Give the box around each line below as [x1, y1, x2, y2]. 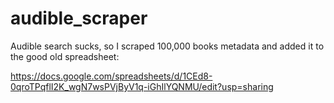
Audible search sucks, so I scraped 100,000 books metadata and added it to [10, 40, 325, 52]
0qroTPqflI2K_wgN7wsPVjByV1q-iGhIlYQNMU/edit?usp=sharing [10, 80, 274, 92]
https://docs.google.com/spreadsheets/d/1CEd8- [10, 70, 213, 82]
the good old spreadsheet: [10, 50, 120, 62]
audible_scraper [10, 7, 148, 30]
